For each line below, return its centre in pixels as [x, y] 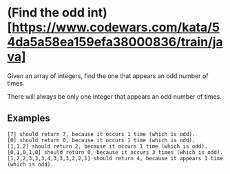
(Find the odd [46, 13]
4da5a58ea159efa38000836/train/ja [115, 42]
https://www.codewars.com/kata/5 [116, 27]
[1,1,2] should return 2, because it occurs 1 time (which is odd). [107, 146]
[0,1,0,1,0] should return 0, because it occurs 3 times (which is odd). [115, 152]
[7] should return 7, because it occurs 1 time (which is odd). [101, 134]
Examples [29, 118]
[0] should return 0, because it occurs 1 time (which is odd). [101, 140]
